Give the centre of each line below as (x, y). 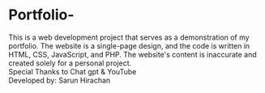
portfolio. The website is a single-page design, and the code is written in (129, 45)
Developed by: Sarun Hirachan (60, 80)
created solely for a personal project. (70, 63)
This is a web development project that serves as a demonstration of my (129, 37)
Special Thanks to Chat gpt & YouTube (73, 71)
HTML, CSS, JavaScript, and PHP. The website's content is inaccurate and (132, 54)
